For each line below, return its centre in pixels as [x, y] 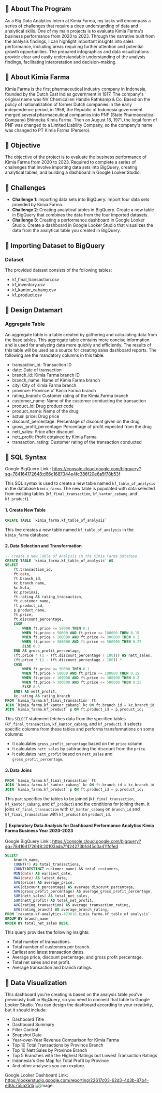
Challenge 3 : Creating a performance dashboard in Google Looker [78, 220]
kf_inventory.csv [28, 284]
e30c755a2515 [20, 1086]
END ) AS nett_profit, [35, 691]
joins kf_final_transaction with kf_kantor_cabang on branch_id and [73, 809]
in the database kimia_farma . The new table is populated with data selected [80, 489]
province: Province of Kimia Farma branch [54, 390]
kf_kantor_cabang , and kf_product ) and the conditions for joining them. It [77, 804]
